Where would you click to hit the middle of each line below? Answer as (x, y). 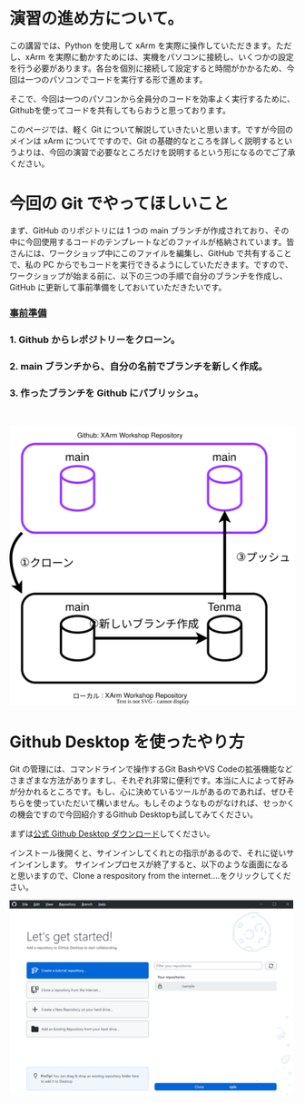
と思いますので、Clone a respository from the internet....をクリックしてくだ (150, 876)
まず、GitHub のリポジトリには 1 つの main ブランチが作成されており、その (149, 230)
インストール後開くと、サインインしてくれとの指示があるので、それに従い (148, 853)
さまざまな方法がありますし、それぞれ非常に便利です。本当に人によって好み (152, 781)
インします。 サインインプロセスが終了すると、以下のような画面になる (157, 864)
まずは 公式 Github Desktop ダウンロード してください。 (112, 834)
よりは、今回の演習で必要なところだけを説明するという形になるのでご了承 (156, 152)
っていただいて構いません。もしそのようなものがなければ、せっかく (167, 803)
